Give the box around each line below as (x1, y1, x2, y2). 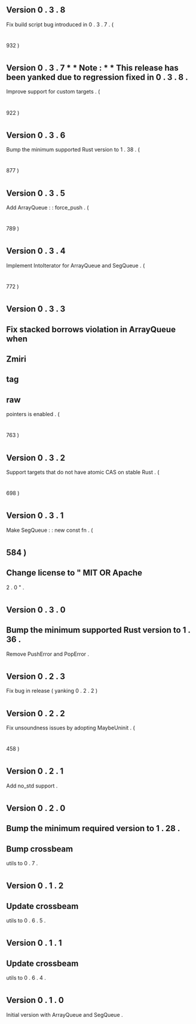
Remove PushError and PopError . (6, 650, 90, 658)
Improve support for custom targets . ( (6, 88, 100, 95)
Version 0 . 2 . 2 (6, 708, 66, 719)
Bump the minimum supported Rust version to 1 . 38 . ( (6, 146, 140, 153)
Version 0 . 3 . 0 (6, 604, 66, 615)
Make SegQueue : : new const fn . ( (6, 526, 93, 534)
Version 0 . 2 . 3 (6, 671, 66, 681)
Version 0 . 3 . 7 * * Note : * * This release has (6, 62, 179, 73)
